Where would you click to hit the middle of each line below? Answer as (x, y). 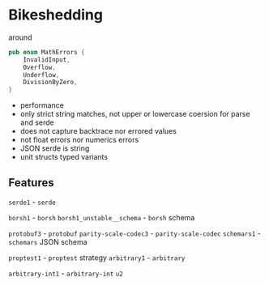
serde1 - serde (32, 202)
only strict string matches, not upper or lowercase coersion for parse (135, 114)
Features (31, 183)
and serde (37, 122)
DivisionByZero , (51, 83)
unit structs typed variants (64, 157)
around (20, 37)
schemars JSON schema (48, 242)
